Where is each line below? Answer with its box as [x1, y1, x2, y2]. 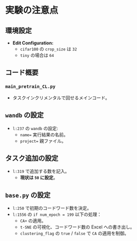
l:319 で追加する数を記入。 [12, 168, 70, 174]
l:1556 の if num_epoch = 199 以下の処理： [12, 211, 102, 217]
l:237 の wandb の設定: [12, 125, 58, 131]
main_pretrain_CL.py [5, 84, 56, 90]
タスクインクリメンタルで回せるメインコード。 [12, 94, 110, 101]
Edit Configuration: [12, 40, 54, 46]
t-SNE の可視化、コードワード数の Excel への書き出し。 [20, 224, 135, 230]
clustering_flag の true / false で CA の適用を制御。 [20, 230, 129, 236]
